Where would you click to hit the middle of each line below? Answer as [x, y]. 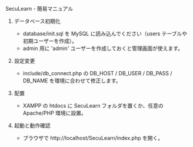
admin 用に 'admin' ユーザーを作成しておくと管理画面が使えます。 [103, 48]
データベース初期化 [37, 21]
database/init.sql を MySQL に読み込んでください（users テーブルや [105, 34]
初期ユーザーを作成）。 [50, 41]
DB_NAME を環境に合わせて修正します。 [72, 81]
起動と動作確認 [32, 126]
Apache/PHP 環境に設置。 [54, 113]
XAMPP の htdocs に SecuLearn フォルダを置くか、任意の [93, 106]
